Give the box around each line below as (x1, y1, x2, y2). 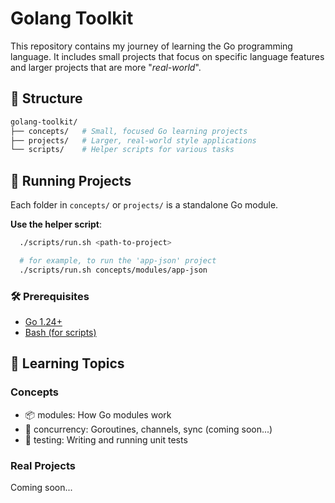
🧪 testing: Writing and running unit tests (24, 433, 188, 446)
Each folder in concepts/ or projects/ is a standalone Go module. (10, 199, 279, 211)
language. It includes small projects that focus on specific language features (10, 50, 325, 62)
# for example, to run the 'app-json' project (19, 255, 217, 266)
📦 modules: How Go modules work (24, 408, 172, 421)
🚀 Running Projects (10, 172, 132, 189)
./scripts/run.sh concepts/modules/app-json (19, 265, 208, 275)
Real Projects (10, 458, 76, 472)
